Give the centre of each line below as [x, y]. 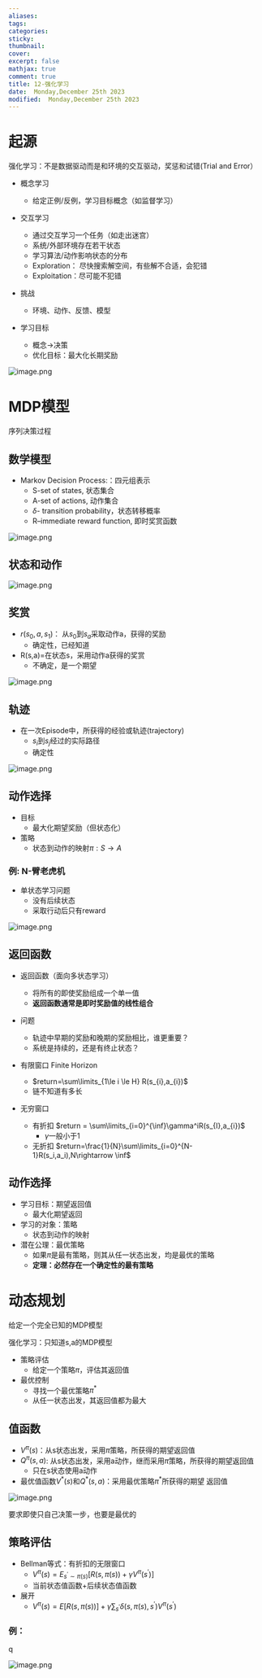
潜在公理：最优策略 [52, 1244]
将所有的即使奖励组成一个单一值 [86, 993]
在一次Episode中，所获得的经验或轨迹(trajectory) [102, 731]
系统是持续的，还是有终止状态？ [86, 1047]
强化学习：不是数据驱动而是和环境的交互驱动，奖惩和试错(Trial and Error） [133, 166]
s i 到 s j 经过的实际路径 [66, 741]
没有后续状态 [54, 901]
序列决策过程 [30, 431]
